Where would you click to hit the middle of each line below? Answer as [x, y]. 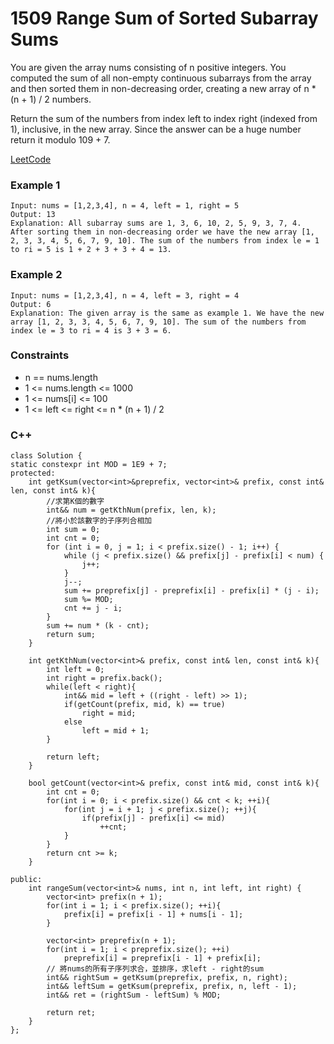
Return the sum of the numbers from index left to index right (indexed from [164, 118]
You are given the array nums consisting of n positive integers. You [148, 67]
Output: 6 [31, 304]
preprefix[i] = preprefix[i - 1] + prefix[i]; [162, 958]
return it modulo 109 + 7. [60, 139]
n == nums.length [61, 377]
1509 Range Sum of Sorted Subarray [164, 18]
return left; [73, 757]
